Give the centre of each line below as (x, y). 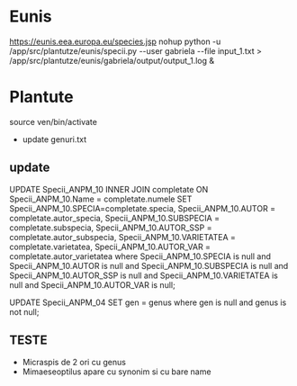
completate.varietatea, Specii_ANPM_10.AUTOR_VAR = (110, 247)
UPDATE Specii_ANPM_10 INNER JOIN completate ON (109, 189)
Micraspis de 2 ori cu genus (74, 362)
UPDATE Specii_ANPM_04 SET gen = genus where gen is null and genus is (148, 302)
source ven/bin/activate (53, 121)
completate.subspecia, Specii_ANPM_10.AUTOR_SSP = (111, 228)
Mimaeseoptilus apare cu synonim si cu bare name (117, 372)
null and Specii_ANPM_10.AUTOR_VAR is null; (92, 284)
